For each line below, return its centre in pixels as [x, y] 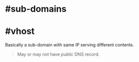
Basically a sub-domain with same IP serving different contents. [69, 45]
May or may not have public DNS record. [58, 54]
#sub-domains [36, 9]
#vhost [20, 31]
